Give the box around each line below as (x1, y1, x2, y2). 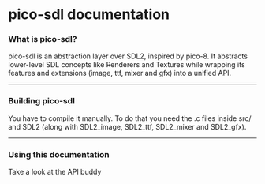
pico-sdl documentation (8, 6, 170, 24)
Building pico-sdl (8, 96, 75, 107)
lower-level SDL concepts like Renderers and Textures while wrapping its (8, 60, 246, 69)
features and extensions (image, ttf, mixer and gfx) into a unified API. (8, 69, 232, 78)
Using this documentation (8, 148, 110, 160)
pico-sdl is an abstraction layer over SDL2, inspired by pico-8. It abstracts (8, 51, 248, 61)
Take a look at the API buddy (8, 167, 102, 177)
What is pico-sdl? (8, 34, 77, 45)
